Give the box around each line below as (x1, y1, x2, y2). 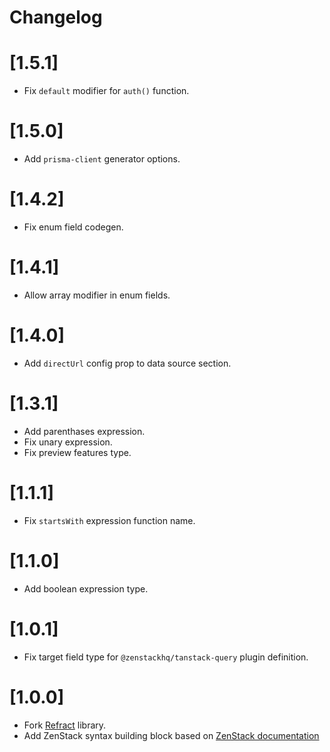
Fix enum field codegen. (23, 221, 124, 233)
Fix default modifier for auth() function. (23, 85, 190, 97)
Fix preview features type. (23, 446, 132, 458)
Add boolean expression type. (23, 582, 149, 595)
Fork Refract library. (23, 719, 107, 731)
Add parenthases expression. (23, 425, 146, 437)
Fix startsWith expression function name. (23, 514, 196, 526)
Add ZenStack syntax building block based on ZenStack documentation (23, 729, 320, 741)
